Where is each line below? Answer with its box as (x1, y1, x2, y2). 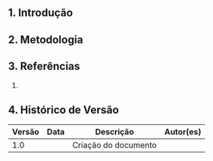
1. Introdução (8, 6, 73, 20)
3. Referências (8, 60, 81, 73)
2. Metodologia (8, 33, 84, 46)
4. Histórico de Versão (8, 103, 119, 116)
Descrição (95, 126, 135, 137)
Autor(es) (164, 126, 202, 137)
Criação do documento (72, 140, 157, 151)
